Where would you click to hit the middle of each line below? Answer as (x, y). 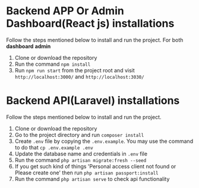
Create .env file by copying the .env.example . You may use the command (104, 141)
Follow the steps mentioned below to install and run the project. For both (95, 40)
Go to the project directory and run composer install (79, 135)
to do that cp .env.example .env (54, 147)
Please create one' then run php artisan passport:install (86, 173)
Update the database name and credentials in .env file (81, 154)
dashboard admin (29, 46)
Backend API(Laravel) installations (93, 101)
